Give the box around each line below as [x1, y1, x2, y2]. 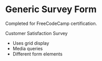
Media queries [12, 45, 43, 51]
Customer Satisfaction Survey [5, 30, 68, 36]
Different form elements [12, 51, 62, 57]
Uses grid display [12, 40, 49, 46]
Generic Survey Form [5, 4, 97, 15]
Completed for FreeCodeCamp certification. [5, 20, 97, 26]
